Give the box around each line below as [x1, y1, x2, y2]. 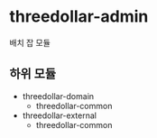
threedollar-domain [22, 90, 95, 101]
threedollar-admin [9, 6, 149, 27]
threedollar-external [22, 110, 97, 121]
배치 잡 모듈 [9, 37, 51, 48]
